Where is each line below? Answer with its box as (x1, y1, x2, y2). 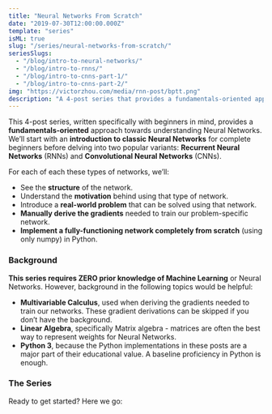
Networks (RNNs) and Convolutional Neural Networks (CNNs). (8, 152, 222, 161)
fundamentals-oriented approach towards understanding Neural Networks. (8, 126, 262, 135)
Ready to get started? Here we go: (8, 396, 123, 406)
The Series (8, 378, 53, 389)
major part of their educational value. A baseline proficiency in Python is (19, 349, 261, 359)
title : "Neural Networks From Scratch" (8, 11, 143, 20)
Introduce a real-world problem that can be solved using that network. (19, 200, 257, 210)
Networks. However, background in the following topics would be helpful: (8, 281, 253, 292)
